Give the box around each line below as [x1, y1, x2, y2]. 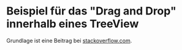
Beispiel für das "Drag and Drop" [6, 4, 176, 18]
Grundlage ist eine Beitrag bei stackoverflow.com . [6, 37, 132, 44]
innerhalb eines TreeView [6, 17, 139, 31]
